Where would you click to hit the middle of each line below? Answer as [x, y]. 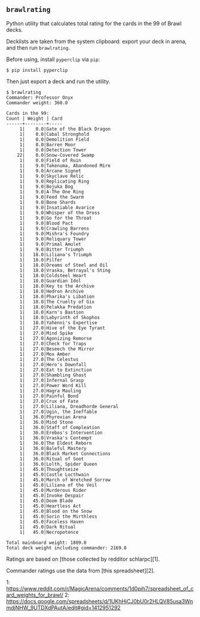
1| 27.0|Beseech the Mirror [57, 349]
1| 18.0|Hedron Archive [52, 291]
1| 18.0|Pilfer [41, 260]
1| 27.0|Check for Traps [53, 344]
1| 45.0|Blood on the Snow [56, 511]
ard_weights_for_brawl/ [35, 595]
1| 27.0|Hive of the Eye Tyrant [62, 328]
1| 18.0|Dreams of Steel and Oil [64, 265]
